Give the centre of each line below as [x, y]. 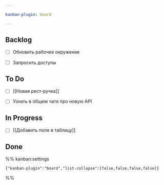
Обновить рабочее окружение [46, 52]
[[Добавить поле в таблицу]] [44, 130]
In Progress [24, 118]
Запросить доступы [34, 63]
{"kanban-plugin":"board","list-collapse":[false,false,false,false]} [82, 169]
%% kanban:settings [27, 159]
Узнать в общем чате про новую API [52, 101]
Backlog [19, 40]
